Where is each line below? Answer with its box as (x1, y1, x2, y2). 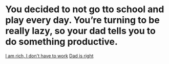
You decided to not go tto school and (5, 4, 164, 15)
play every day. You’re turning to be (5, 14, 160, 26)
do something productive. (5, 36, 118, 48)
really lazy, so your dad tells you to (5, 25, 156, 37)
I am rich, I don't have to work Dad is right (5, 52, 94, 59)
